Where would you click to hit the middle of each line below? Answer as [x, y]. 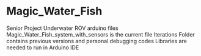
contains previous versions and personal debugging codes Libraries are [97, 41]
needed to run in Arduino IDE [43, 47]
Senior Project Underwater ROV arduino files [62, 28]
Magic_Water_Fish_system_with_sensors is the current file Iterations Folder [101, 34]
